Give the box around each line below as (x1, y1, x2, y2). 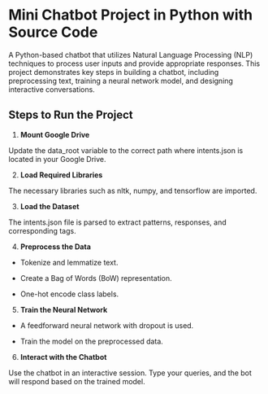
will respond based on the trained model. (8, 376, 145, 386)
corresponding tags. (8, 225, 76, 235)
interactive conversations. (8, 84, 95, 94)
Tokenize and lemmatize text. (19, 257, 119, 267)
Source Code (8, 23, 98, 42)
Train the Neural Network (19, 304, 108, 314)
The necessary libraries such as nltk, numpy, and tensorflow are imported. (8, 186, 257, 195)
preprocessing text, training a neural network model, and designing (8, 76, 234, 85)
